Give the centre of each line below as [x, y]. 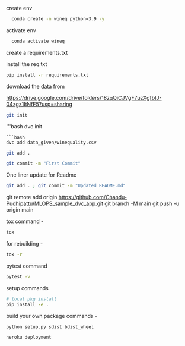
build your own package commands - [52, 316]
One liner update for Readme [42, 175]
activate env [21, 30]
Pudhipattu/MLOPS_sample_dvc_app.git [55, 203]
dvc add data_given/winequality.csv [51, 142]
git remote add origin [32, 197]
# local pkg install [32, 299]
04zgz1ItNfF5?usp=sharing [39, 104]
